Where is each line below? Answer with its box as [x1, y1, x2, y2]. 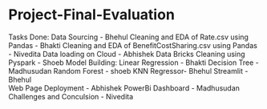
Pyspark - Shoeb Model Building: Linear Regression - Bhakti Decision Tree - [8, 58, 259, 67]
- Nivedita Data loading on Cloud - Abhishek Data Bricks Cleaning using [8, 49, 246, 59]
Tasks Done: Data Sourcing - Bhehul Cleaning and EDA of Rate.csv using [8, 32, 249, 42]
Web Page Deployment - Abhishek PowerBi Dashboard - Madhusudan [8, 83, 241, 93]
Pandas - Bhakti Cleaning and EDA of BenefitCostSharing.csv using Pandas [8, 40, 258, 50]
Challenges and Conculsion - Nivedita [8, 91, 134, 101]
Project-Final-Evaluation [8, 6, 175, 24]
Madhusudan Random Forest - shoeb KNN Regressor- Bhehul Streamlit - [8, 66, 249, 75]
